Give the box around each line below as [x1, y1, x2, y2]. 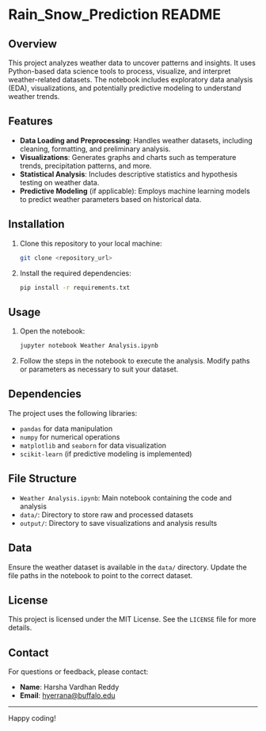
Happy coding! [8, 714, 57, 723]
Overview [8, 37, 58, 51]
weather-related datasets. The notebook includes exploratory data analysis [8, 75, 253, 84]
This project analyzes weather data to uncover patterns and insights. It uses [8, 58, 256, 67]
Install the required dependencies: [19, 268, 132, 278]
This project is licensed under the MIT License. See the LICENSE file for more [8, 615, 256, 624]
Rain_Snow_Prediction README [8, 6, 222, 24]
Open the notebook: [19, 326, 85, 336]
